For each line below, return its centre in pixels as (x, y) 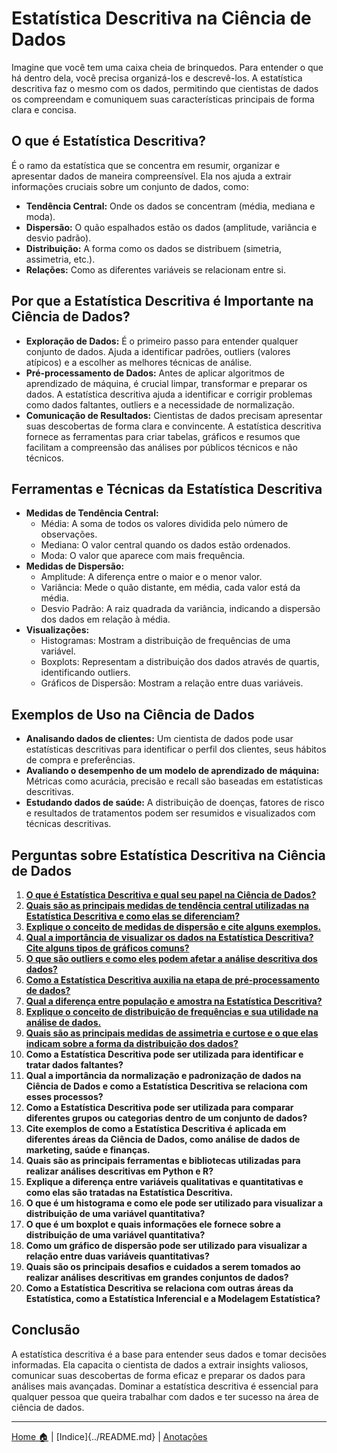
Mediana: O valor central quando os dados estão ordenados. (165, 545)
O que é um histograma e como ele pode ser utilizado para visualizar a (174, 1203)
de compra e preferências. (80, 760)
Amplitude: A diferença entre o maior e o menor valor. (151, 577)
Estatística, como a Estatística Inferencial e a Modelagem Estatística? (173, 1298)
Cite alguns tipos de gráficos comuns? (107, 948)
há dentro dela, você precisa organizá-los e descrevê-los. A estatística (157, 78)
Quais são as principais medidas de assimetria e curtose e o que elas (172, 1033)
